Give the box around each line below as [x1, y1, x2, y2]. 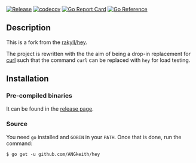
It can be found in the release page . [6, 105, 94, 112]
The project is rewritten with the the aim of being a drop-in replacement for [6, 50, 191, 57]
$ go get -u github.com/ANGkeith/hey [6, 151, 100, 157]
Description [6, 23, 51, 33]
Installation [6, 74, 49, 84]
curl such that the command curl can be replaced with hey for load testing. [6, 57, 191, 64]
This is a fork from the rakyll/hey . [6, 39, 88, 46]
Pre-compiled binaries [6, 92, 73, 100]
